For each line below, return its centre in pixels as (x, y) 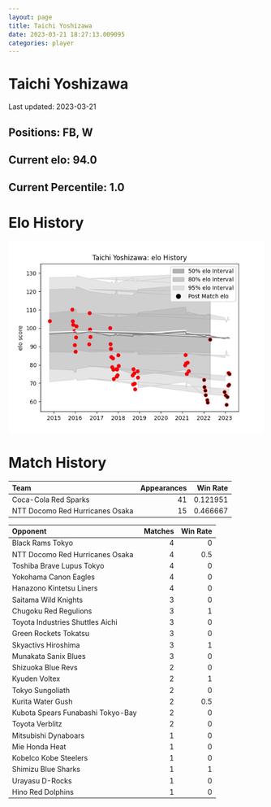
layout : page (30, 17)
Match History (58, 463)
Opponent (29, 531)
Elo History (46, 222)
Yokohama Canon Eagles (54, 577)
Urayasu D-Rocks (42, 780)
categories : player (41, 43)
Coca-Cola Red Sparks (51, 499)
